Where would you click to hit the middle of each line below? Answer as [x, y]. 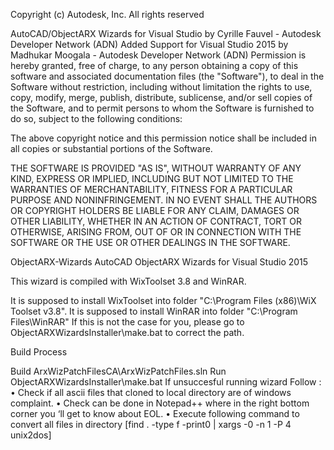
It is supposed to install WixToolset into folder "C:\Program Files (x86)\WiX [163, 300]
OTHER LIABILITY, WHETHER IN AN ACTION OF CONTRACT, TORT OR [156, 221]
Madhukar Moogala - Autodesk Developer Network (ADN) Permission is [158, 55]
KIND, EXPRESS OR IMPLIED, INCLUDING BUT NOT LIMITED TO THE [152, 178]
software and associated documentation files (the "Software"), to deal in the [167, 76]
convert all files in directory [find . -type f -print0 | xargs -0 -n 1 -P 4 [151, 424]
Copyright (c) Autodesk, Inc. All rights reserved [107, 14]
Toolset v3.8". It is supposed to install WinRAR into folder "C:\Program [154, 311]
